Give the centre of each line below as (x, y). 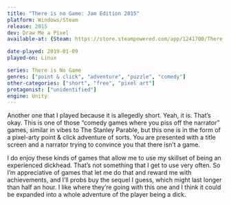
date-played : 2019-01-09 (43, 52)
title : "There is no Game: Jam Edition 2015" (73, 13)
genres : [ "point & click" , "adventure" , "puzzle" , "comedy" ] (97, 76)
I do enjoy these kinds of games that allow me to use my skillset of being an (114, 158)
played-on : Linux (32, 58)
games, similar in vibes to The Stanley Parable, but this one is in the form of (114, 130)
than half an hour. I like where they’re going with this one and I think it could (114, 187)
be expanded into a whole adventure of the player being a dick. (97, 195)
